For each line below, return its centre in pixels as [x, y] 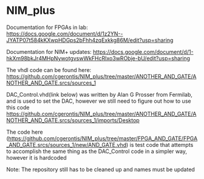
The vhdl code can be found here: [49, 70]
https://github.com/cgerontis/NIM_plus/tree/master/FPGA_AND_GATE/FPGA [103, 138]
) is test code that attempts [160, 145]
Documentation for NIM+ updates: [49, 51]
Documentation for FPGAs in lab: [47, 27]
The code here [25, 132]
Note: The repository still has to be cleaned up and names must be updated [101, 169]
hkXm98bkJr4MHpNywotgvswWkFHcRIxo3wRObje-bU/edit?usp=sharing [98, 58]
